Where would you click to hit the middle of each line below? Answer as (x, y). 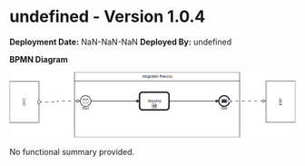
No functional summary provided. (72, 151)
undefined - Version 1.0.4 (108, 17)
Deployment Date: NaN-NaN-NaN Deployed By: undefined (121, 42)
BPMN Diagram (39, 59)
